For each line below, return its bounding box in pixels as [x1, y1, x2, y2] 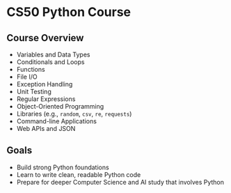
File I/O [16, 72, 38, 81]
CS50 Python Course [6, 4, 132, 20]
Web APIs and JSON [16, 125, 76, 132]
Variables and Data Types [16, 50, 90, 59]
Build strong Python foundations [16, 163, 109, 171]
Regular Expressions [16, 95, 76, 103]
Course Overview [6, 32, 84, 44]
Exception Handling [16, 80, 73, 88]
